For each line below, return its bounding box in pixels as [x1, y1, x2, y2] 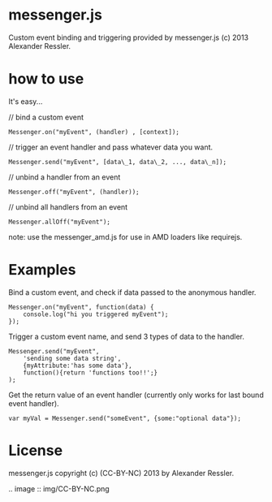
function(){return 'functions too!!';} [23, 368, 158, 377]
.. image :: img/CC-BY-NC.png [8, 483, 110, 493]
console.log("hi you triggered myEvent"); [23, 310, 169, 318]
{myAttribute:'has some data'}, [23, 361, 132, 370]
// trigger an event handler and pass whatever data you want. [8, 142, 214, 152]
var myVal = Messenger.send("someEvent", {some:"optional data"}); [8, 414, 242, 422]
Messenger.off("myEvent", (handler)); [8, 188, 140, 196]
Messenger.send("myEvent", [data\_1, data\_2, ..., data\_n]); [8, 158, 227, 166]
